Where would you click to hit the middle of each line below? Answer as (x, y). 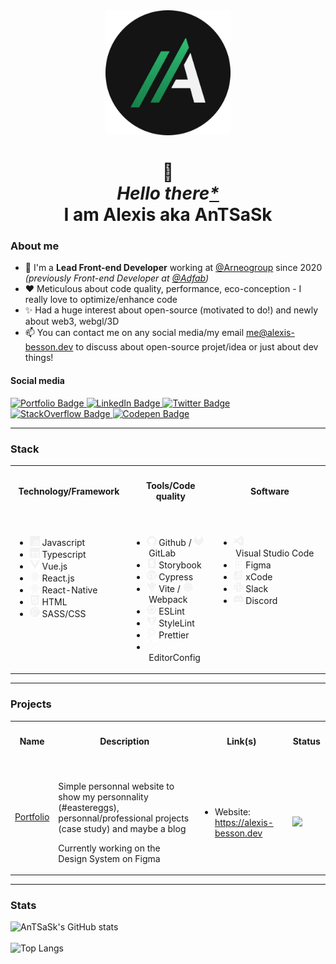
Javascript (63, 542)
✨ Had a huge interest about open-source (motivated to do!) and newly (171, 310)
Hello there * (168, 193)
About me (35, 246)
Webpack (168, 599)
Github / (175, 542)
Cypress (176, 576)
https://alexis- (244, 822)
